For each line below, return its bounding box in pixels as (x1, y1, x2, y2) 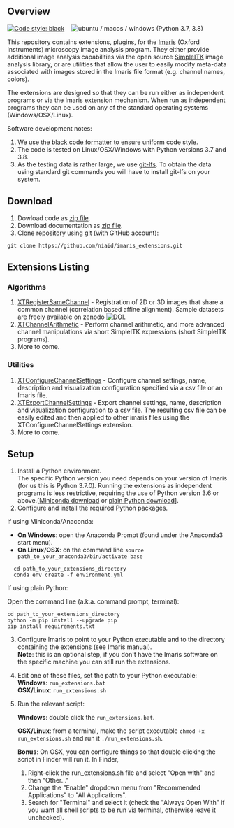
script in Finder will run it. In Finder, (17, 755, 119, 764)
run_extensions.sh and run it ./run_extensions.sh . (17, 734, 163, 743)
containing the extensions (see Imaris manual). (17, 643, 152, 651)
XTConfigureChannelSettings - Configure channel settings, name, (17, 376, 207, 384)
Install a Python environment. (17, 466, 102, 475)
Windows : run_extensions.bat (17, 678, 106, 687)
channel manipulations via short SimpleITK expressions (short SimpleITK (17, 328, 227, 336)
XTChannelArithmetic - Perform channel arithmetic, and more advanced (17, 320, 225, 329)
